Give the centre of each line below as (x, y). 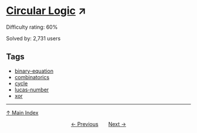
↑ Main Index (22, 112)
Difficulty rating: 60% (32, 27)
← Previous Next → (98, 124)
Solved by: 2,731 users (33, 38)
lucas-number (32, 90)
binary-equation (34, 71)
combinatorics (32, 77)
